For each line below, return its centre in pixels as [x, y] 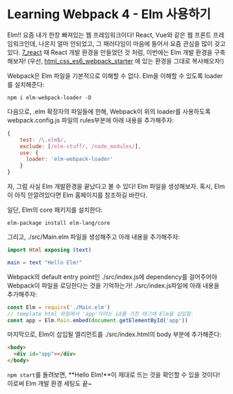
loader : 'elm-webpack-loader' [69, 159]
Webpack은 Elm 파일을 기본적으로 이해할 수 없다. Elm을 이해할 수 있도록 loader [115, 76]
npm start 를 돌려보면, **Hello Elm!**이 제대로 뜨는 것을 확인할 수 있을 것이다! [114, 375]
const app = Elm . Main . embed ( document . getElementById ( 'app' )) [98, 320]
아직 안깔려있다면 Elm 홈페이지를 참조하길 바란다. [81, 195]
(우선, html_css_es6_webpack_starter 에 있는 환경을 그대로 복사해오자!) [126, 61]
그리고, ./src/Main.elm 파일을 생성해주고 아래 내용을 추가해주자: [94, 237]
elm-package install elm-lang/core [59, 223]
